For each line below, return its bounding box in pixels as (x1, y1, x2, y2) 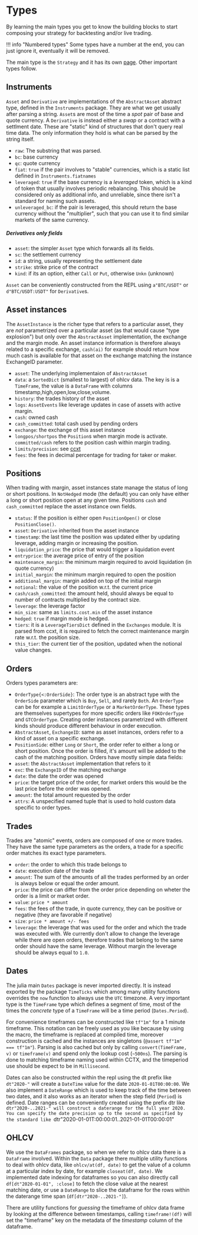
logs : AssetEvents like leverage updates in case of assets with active (14, 401, 181, 408)
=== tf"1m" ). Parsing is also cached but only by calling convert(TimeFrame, (6, 1043, 187, 1050)
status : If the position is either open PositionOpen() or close (14, 514, 161, 521)
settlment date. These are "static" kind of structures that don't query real (6, 122, 183, 130)
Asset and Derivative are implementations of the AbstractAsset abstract (6, 98, 181, 105)
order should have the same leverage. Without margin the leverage (14, 942, 177, 950)
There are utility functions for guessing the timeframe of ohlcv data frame (6, 1204, 185, 1211)
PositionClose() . (14, 521, 57, 528)
